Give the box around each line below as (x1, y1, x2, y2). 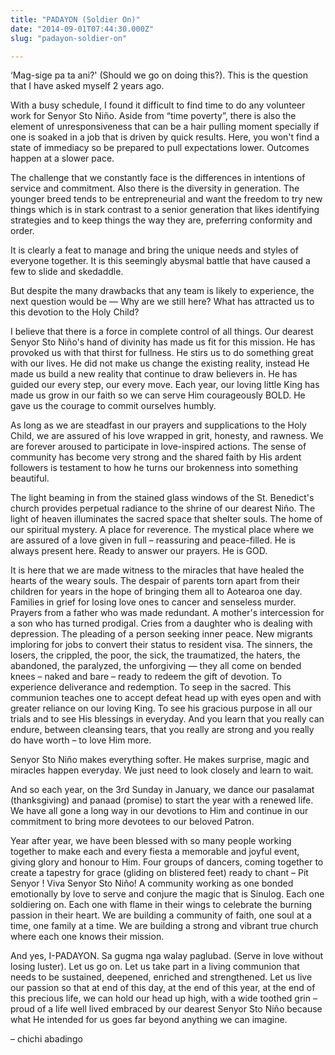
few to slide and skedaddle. (10, 266, 124, 278)
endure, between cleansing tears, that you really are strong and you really (10, 724, 315, 736)
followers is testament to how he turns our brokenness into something (10, 462, 298, 474)
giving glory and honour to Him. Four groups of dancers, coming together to (10, 856, 324, 868)
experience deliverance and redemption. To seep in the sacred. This (10, 681, 292, 693)
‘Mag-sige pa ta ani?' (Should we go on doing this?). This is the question (10, 69, 308, 81)
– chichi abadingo (10, 1033, 83, 1045)
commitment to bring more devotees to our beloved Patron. (10, 816, 255, 828)
